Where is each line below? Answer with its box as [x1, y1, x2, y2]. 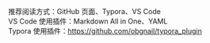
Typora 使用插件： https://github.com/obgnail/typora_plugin [8, 27, 202, 35]
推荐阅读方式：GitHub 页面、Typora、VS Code [8, 7, 161, 16]
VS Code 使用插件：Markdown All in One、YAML [8, 16, 168, 26]
